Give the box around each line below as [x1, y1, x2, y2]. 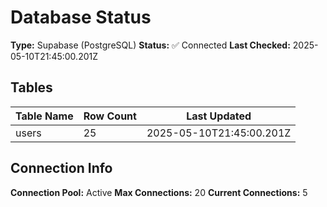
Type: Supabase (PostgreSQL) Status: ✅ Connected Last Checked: [10, 39, 291, 51]
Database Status [10, 6, 152, 29]
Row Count [83, 109, 137, 123]
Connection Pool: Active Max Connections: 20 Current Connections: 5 [10, 186, 308, 198]
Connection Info [10, 160, 113, 177]
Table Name [15, 109, 74, 123]
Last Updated [186, 109, 252, 123]
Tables [10, 79, 53, 96]
